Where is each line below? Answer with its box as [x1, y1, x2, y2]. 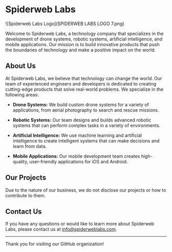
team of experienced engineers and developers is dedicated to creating [5, 80, 157, 87]
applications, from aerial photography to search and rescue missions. [12, 107, 159, 113]
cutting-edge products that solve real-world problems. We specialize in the [5, 86, 164, 92]
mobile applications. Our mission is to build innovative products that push [5, 41, 160, 47]
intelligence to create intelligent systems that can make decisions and [12, 137, 160, 144]
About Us [5, 61, 36, 70]
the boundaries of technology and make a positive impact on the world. [5, 47, 156, 53]
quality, [12, 158, 29, 164]
